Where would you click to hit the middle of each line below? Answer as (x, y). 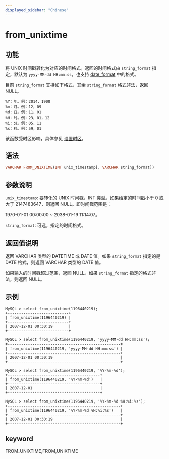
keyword (19, 439)
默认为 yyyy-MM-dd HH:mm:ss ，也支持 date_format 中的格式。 (76, 74)
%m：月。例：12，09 (23, 107)
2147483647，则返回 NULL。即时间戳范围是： (63, 204)
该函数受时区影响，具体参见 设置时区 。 (46, 138)
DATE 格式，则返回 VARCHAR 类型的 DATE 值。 (54, 262)
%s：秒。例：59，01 (23, 128)
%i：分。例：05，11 (23, 123)
